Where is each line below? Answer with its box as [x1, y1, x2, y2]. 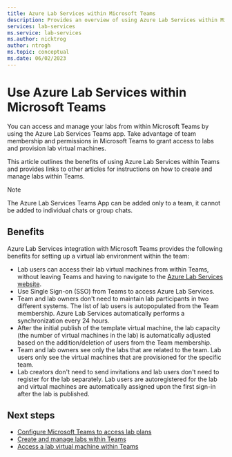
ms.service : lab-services [7, 29, 81, 37]
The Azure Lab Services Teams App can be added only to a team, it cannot [7, 199, 221, 207]
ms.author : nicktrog [7, 36, 67, 43]
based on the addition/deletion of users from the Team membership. [17, 338, 212, 347]
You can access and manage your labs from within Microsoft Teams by [7, 122, 209, 130]
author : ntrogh [7, 42, 51, 49]
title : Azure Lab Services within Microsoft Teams [7, 10, 156, 17]
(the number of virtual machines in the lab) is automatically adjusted [17, 331, 211, 339]
